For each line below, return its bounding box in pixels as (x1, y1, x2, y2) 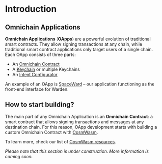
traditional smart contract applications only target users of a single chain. (5, 47, 153, 52)
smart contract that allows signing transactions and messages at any (5, 119, 144, 125)
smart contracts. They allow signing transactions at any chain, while (5, 41, 142, 47)
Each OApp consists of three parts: (5, 52, 76, 57)
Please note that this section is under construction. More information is (5, 148, 149, 154)
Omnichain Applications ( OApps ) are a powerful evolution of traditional (5, 36, 151, 42)
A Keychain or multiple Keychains (12, 66, 80, 72)
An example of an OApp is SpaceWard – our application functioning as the (5, 81, 155, 87)
